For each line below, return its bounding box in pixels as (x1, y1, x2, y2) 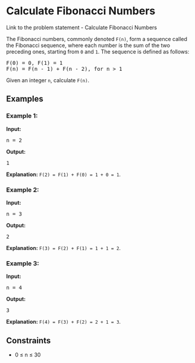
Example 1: (6, 112, 38, 120)
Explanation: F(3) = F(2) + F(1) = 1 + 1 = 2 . (6, 244, 121, 251)
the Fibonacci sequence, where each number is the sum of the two (6, 42, 171, 49)
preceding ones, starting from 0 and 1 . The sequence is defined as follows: (6, 48, 190, 55)
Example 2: (6, 186, 39, 194)
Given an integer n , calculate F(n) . (6, 76, 90, 84)
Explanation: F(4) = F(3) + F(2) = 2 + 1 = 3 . (6, 318, 121, 326)
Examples (6, 94, 43, 104)
